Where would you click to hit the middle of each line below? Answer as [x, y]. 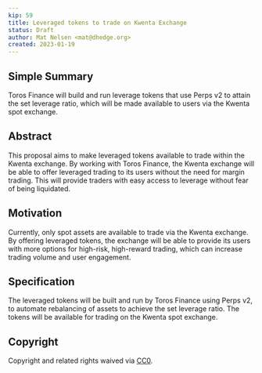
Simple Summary [51, 76]
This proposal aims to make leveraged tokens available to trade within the [126, 155]
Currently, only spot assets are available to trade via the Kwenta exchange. [128, 232]
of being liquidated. [39, 188]
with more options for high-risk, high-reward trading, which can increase [125, 248]
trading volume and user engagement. [70, 257]
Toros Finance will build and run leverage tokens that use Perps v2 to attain [129, 95]
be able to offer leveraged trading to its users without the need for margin [126, 172]
